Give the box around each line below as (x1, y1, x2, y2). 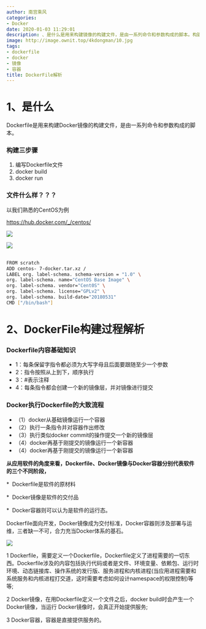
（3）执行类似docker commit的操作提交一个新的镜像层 (15, 431, 154, 439)
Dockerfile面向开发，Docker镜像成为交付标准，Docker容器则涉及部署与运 (6, 519, 193, 527)
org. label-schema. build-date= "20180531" (6, 294, 116, 301)
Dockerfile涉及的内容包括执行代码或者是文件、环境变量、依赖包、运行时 (17, 559, 199, 566)
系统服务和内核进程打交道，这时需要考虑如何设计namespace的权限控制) (6, 574, 188, 582)
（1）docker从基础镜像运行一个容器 (15, 415, 105, 423)
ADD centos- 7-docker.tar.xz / (6, 265, 86, 272)
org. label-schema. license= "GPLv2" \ (6, 288, 105, 295)
